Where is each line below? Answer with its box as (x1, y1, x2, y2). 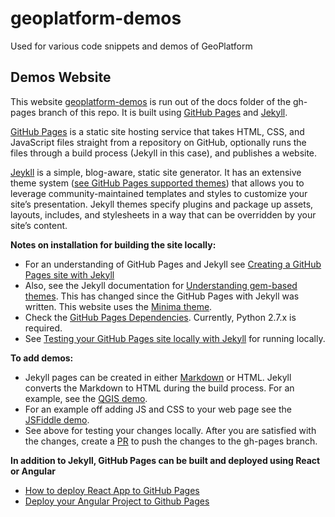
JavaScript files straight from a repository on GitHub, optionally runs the (10, 136, 307, 148)
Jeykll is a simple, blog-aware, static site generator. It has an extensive (10, 166, 302, 178)
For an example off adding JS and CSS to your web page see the (24, 403, 292, 415)
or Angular (10, 465, 56, 477)
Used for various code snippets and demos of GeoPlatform (10, 40, 253, 52)
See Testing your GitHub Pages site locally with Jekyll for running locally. (24, 332, 326, 344)
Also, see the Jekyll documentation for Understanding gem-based (24, 279, 298, 291)
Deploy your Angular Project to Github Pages (24, 495, 210, 507)
